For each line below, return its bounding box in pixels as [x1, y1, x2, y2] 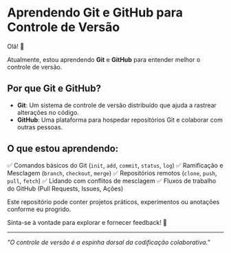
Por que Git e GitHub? [7, 82, 102, 94]
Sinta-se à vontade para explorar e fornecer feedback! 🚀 [7, 218, 167, 226]
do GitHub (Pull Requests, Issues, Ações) [7, 184, 124, 192]
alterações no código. [16, 108, 79, 116]
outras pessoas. [16, 122, 63, 131]
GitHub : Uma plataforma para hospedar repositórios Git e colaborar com [16, 115, 223, 124]
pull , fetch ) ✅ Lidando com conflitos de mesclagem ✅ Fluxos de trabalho [7, 177, 217, 185]
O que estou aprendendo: [7, 143, 119, 155]
